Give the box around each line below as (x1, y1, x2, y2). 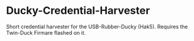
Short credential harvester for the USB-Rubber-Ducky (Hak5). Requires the (6, 23, 188, 30)
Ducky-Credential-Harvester (6, 4, 150, 17)
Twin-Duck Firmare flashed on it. (6, 29, 86, 36)
